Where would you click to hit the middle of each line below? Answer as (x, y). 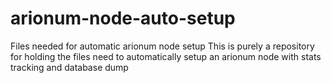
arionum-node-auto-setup (123, 18)
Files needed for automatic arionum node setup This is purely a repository (162, 46)
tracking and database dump (69, 67)
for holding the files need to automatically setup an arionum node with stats (166, 56)
